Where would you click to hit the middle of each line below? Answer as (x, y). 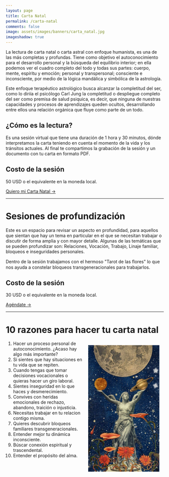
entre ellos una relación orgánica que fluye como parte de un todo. (75, 110)
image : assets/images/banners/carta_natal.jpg (55, 32)
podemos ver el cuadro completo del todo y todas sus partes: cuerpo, (78, 68)
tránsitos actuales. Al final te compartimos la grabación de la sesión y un (81, 148)
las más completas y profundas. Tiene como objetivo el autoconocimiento (82, 57)
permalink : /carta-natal (32, 21)
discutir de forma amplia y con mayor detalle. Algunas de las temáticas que (83, 241)
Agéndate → (19, 305)
